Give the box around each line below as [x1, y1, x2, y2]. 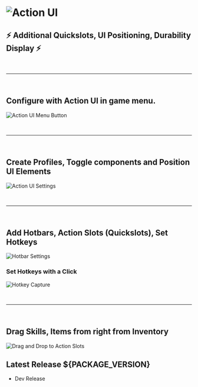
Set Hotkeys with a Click [6, 267, 77, 276]
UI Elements [6, 166, 51, 177]
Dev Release [14, 375, 45, 382]
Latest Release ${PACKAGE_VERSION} [6, 359, 150, 369]
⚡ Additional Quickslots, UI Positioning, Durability [6, 30, 192, 40]
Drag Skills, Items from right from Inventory [6, 327, 169, 337]
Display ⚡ [6, 43, 41, 53]
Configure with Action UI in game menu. [6, 96, 156, 106]
